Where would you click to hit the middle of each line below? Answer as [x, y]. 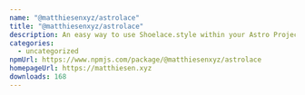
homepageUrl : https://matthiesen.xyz [81, 69]
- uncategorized [48, 52]
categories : [32, 43]
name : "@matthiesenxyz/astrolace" [75, 18]
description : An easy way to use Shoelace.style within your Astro [140, 34]
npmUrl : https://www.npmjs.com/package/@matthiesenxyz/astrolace [135, 60]
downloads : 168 [38, 77]
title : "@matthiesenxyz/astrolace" [77, 26]
